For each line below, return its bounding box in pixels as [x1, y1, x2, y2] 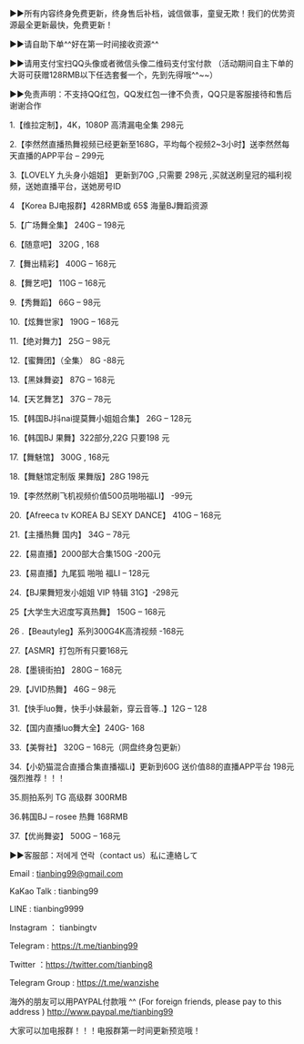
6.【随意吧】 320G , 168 [9, 239, 100, 249]
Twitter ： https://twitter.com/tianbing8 [9, 959, 153, 969]
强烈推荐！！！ [9, 773, 66, 783]
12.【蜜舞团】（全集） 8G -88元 [9, 355, 126, 366]
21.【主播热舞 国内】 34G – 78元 [9, 529, 130, 540]
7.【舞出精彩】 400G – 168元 [9, 258, 117, 269]
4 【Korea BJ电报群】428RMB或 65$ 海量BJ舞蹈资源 [9, 200, 208, 211]
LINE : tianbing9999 [9, 904, 85, 914]
